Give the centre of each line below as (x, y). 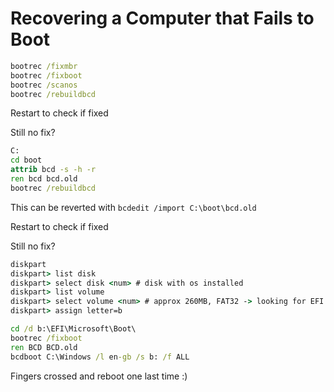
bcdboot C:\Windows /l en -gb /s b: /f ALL (100, 357)
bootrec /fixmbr (44, 66)
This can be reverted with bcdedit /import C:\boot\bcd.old (133, 207)
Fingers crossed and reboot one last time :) (99, 376)
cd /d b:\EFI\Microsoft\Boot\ (73, 329)
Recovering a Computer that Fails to (162, 18)
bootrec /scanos (44, 85)
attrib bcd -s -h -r (53, 170)
